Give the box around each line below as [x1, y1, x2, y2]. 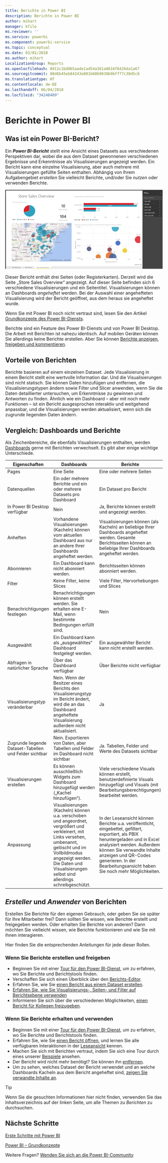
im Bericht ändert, [53, 696, 90, 702]
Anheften [7, 534, 26, 540]
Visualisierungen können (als [99, 518, 159, 525]
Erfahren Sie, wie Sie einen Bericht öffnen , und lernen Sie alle [12, 1037, 139, 1043]
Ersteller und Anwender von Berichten [5, 897, 127, 906]
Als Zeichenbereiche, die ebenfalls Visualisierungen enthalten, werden [5, 439, 150, 445]
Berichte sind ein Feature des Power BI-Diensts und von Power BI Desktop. [5, 325, 159, 331]
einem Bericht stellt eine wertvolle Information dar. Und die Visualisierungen [5, 374, 161, 380]
